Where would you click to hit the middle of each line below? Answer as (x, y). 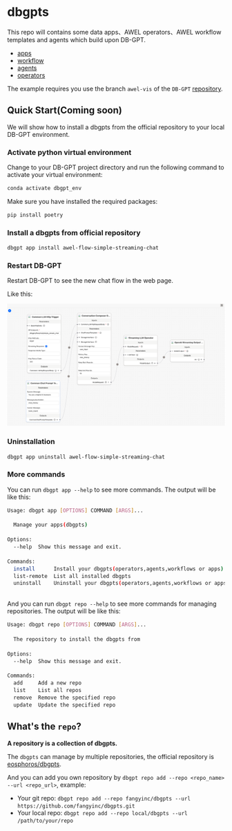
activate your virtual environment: (55, 175)
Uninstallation (31, 442)
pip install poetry (35, 215)
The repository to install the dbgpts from (77, 639)
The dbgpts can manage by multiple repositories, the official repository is (110, 756)
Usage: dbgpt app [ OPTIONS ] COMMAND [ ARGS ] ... (75, 510)
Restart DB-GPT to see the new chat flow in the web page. (90, 281)
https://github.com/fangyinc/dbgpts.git (76, 806)
